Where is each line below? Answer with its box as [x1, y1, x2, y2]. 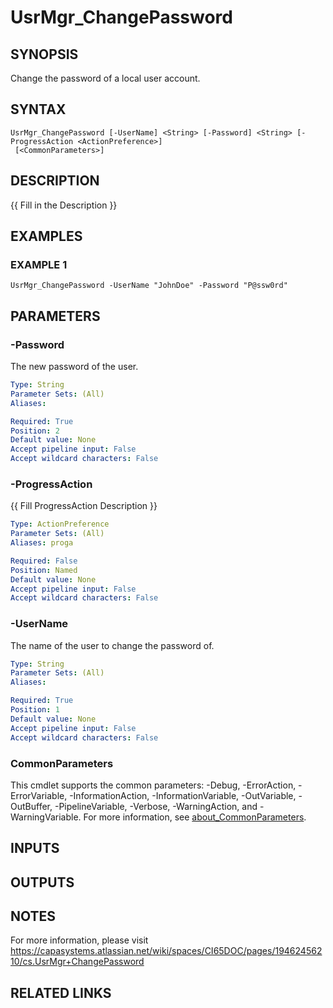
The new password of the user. [10, 361, 139, 372]
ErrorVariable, [10, 789, 68, 801]
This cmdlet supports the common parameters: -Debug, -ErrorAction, [10, 779, 297, 791]
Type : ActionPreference [10, 519, 110, 530]
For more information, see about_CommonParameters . [83, 811, 307, 823]
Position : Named [10, 565, 78, 575]
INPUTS [10, 840, 60, 857]
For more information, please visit [10, 934, 149, 946]
